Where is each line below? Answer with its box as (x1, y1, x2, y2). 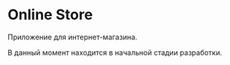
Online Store (7, 6, 93, 24)
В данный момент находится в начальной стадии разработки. (7, 47, 223, 57)
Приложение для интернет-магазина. (7, 32, 138, 42)
